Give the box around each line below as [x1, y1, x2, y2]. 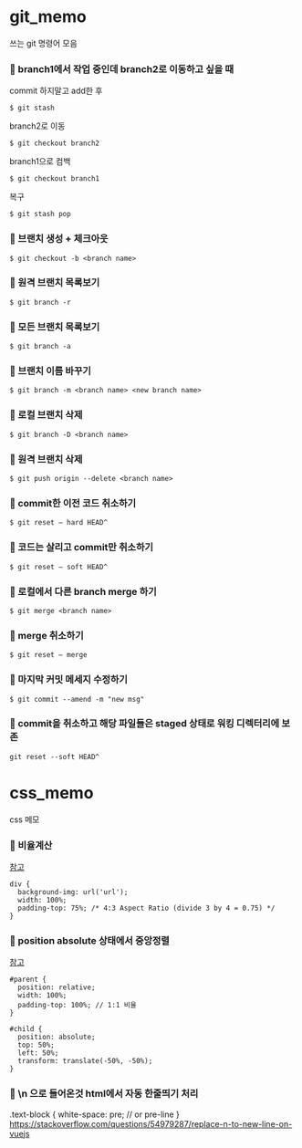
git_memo [9, 6, 87, 27]
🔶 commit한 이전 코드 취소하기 [9, 496, 137, 509]
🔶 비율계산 [9, 839, 53, 851]
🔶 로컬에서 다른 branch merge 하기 [9, 585, 157, 598]
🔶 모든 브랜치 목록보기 [9, 320, 100, 333]
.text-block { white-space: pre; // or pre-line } [9, 1109, 181, 1120]
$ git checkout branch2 [9, 139, 100, 148]
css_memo [9, 782, 94, 803]
